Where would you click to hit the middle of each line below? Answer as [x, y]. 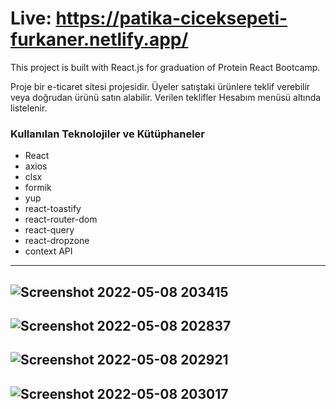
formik [38, 188]
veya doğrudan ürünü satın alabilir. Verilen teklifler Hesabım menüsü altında [166, 97]
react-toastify [53, 209]
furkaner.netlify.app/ [99, 39]
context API [48, 251]
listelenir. [29, 108]
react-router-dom [61, 219]
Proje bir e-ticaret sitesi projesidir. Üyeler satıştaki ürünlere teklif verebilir [160, 86]
